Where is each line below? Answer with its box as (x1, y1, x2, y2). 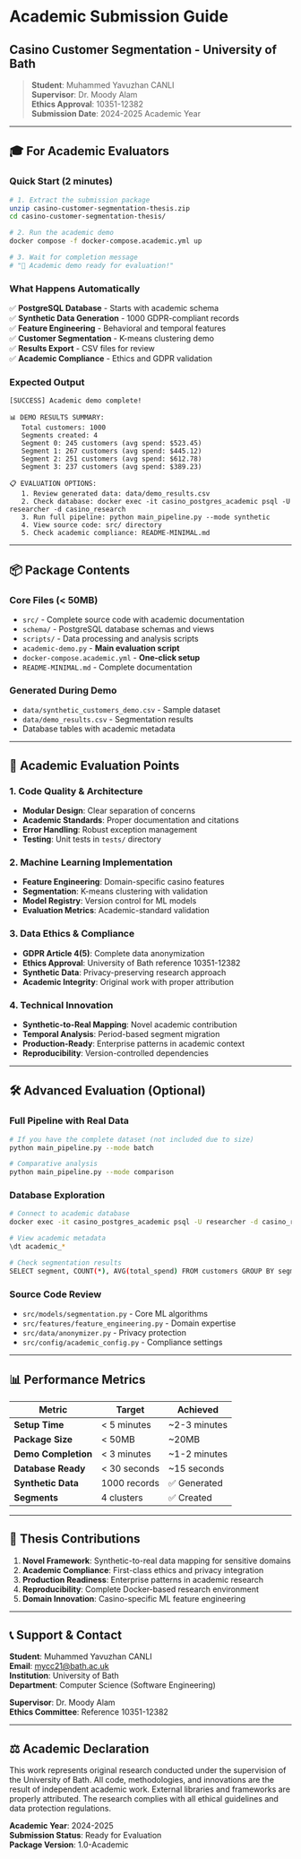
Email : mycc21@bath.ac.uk (9, 1661, 109, 1672)
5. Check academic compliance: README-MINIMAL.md (21, 529, 211, 538)
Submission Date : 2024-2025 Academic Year (30, 108, 202, 118)
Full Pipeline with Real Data (9, 1114, 130, 1127)
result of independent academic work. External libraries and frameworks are (9, 1784, 291, 1794)
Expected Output (9, 376, 85, 389)
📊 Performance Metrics (9, 1372, 146, 1388)
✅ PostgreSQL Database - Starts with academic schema (9, 303, 219, 314)
